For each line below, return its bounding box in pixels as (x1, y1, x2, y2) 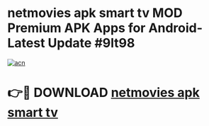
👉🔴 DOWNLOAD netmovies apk (7, 85, 200, 101)
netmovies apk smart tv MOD (7, 5, 183, 21)
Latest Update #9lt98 (7, 35, 135, 51)
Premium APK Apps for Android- (7, 20, 203, 36)
